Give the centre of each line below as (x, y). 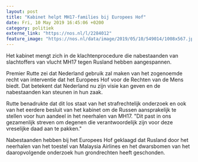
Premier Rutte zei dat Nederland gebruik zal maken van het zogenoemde (94, 73)
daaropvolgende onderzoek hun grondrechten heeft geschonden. (86, 153)
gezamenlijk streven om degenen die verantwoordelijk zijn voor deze (90, 122)
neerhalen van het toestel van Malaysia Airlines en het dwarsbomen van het (98, 146)
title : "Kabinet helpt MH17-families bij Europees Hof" (76, 17)
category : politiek (30, 28)
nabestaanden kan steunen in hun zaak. (55, 92)
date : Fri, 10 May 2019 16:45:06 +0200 (55, 22)
